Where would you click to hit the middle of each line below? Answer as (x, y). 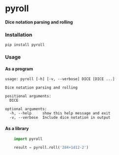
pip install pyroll (25, 45)
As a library (17, 128)
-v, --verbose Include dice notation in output (60, 118)
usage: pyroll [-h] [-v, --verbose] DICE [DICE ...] (60, 79)
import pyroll (28, 139)
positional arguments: (28, 96)
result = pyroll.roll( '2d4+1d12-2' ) (51, 148)
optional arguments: (26, 109)
